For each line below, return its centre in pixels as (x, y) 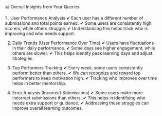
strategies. (23, 58)
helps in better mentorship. (39, 83)
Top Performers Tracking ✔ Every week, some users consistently (77, 68)
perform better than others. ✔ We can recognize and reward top (76, 73)
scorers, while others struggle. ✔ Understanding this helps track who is (77, 28)
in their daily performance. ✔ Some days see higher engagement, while (84, 48)
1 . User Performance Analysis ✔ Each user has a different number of (74, 18)
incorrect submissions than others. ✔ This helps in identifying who (79, 98)
